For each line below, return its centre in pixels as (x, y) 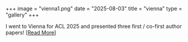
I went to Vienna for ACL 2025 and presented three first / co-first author (94, 26)
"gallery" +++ (22, 15)
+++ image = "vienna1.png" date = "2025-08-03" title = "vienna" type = (94, 9)
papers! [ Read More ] (31, 33)
